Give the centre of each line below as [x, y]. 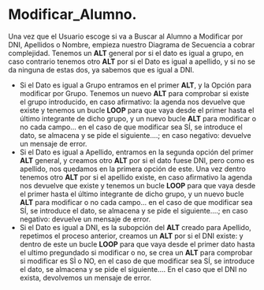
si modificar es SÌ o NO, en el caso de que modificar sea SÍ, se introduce [137, 261]
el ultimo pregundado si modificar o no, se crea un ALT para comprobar [136, 252]
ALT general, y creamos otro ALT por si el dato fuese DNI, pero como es [137, 160]
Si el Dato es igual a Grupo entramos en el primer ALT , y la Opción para [136, 85]
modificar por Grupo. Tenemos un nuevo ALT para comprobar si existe [134, 93]
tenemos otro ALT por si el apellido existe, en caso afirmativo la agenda [136, 177]
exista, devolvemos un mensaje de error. [86, 277]
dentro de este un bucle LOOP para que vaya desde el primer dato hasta [137, 244]
